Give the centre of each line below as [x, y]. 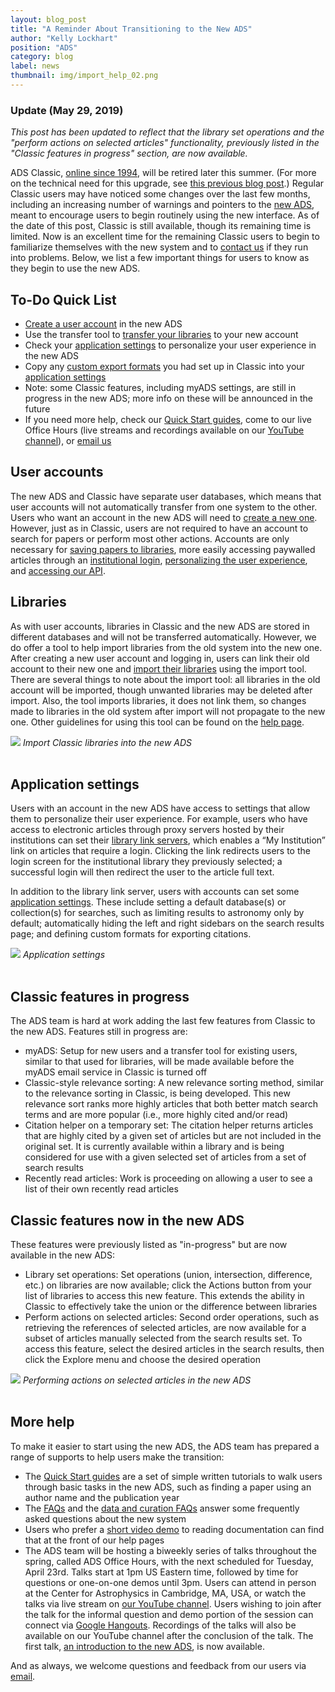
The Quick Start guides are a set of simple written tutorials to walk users [173, 1476]
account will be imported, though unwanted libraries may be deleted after [161, 690]
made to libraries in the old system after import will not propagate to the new [168, 711]
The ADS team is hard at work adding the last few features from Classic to [163, 1021]
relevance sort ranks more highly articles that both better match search [171, 1104]
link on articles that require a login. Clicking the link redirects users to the [160, 851]
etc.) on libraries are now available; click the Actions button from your [168, 1285]
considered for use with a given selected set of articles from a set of [165, 1157]
